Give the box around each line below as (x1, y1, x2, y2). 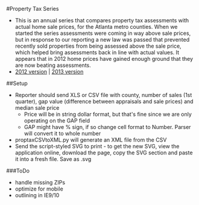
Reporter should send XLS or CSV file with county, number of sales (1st (14, 92, 192, 98)
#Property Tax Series (6, 5, 59, 12)
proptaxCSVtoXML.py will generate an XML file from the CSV (14, 136, 167, 143)
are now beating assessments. (14, 61, 92, 69)
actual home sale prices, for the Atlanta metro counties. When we (14, 24, 178, 30)
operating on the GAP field (24, 117, 90, 124)
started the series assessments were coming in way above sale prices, (14, 30, 191, 37)
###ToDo (6, 167, 30, 174)
